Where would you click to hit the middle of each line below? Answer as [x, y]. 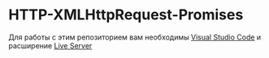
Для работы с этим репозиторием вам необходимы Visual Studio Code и [135, 37]
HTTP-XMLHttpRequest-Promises [126, 15]
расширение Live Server [50, 45]
